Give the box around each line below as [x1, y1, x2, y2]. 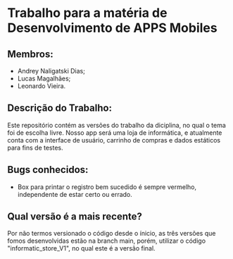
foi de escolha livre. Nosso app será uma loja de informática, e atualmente [7, 128, 222, 137]
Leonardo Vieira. [17, 82, 66, 90]
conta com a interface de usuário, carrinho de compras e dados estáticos [7, 135, 220, 144]
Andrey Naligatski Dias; [17, 67, 86, 75]
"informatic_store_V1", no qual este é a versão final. [7, 244, 156, 253]
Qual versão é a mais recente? [7, 210, 142, 223]
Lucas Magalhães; [17, 74, 71, 83]
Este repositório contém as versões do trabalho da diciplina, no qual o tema [7, 121, 227, 129]
